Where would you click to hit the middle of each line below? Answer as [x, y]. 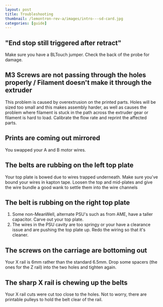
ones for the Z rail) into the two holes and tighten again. [61, 267]
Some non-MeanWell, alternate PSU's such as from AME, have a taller [82, 214]
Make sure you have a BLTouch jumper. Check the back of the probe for [77, 55]
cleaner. [20, 235]
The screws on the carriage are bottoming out [76, 250]
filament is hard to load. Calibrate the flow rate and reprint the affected [76, 117]
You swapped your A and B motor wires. [46, 150]
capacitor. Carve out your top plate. [48, 219]
